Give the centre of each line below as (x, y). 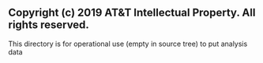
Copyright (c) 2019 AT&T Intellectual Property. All (132, 13)
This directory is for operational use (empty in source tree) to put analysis (128, 44)
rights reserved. (49, 25)
